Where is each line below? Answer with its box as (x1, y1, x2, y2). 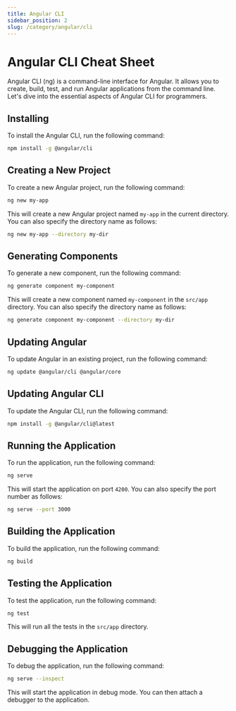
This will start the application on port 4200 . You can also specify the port (7, 485, 216, 494)
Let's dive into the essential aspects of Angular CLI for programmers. (7, 92, 208, 101)
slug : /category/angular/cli (7, 23, 93, 30)
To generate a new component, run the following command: (7, 269, 181, 277)
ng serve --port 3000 (7, 506, 71, 513)
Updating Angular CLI (7, 388, 104, 400)
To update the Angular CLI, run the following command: (7, 406, 168, 415)
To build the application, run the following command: (7, 544, 160, 552)
